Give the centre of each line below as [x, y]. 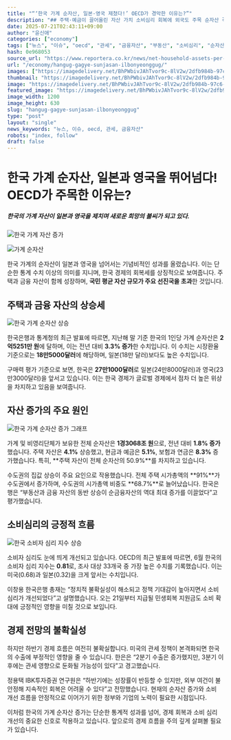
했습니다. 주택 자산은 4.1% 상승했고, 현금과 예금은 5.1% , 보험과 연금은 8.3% [109, 452]
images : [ [21, 71]
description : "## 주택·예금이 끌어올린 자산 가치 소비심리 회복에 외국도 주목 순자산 [113, 20]
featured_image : [30, 90]
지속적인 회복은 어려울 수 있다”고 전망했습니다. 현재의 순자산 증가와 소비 [121, 689]
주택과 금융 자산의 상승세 [56, 305]
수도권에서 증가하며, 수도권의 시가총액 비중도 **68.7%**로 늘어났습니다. [104, 483]
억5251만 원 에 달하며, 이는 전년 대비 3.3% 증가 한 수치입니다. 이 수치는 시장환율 [113, 346]
